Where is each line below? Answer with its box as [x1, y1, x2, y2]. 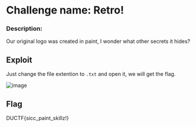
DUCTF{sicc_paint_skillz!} [6, 115, 69, 122]
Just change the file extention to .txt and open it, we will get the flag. [6, 71, 176, 78]
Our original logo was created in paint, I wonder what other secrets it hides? [6, 38, 191, 45]
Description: [6, 25, 43, 33]
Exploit [6, 55, 32, 65]
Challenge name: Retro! [6, 4, 124, 17]
